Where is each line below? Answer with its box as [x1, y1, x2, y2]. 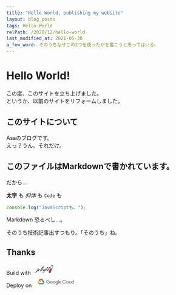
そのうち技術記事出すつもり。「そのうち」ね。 [6, 229, 121, 237]
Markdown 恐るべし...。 [6, 216, 66, 223]
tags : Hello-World [6, 23, 53, 29]
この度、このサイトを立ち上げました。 [6, 89, 102, 97]
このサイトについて [6, 117, 78, 127]
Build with [6, 269, 32, 277]
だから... [6, 178, 27, 186]
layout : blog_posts [6, 16, 56, 23]
